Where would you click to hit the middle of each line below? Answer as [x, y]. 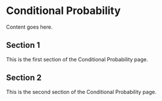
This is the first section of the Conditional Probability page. [77, 59]
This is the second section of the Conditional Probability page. [81, 92]
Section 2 [24, 78]
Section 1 [23, 45]
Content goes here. [29, 27]
